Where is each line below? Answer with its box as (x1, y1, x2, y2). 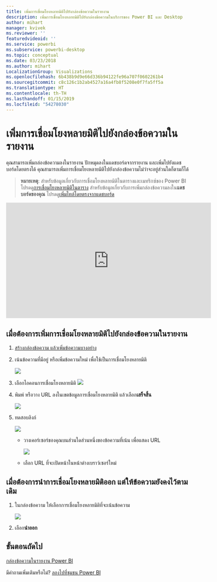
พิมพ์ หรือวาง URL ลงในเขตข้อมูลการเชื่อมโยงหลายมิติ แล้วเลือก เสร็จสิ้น (14, 391, 152, 398)
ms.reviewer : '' (6, 31, 46, 36)
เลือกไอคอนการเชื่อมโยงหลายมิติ (14, 380, 76, 387)
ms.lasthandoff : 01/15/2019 (6, 96, 75, 101)
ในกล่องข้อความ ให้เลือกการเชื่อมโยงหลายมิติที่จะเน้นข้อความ (14, 502, 130, 509)
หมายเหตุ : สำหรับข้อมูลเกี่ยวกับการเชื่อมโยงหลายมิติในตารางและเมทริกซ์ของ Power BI (20, 177, 187, 185)
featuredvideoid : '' (6, 36, 57, 42)
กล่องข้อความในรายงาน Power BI (6, 557, 73, 564)
